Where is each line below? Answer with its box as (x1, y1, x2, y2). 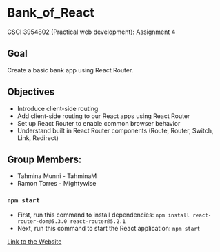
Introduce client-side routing (17, 104, 99, 113)
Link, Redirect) (17, 133, 59, 142)
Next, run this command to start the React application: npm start (17, 224, 201, 232)
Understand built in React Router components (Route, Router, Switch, (17, 126, 214, 135)
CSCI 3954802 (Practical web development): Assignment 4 (7, 28, 176, 36)
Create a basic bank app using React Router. (7, 66, 134, 74)
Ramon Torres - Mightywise (17, 180, 97, 188)
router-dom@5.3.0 (17, 217, 68, 225)
